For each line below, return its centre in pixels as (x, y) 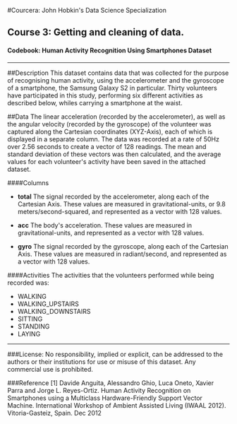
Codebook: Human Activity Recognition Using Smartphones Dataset (110, 50)
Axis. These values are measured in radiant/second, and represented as (122, 254)
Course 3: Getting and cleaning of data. (96, 32)
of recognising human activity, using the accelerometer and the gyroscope (116, 80)
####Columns (28, 182)
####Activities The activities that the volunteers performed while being (111, 275)
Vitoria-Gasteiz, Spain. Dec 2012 (55, 413)
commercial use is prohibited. (50, 369)
